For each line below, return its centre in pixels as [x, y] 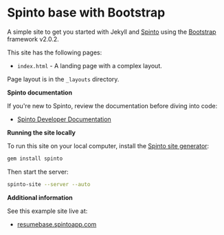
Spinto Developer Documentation [64, 119]
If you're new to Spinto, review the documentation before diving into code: [112, 105]
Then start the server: [38, 172]
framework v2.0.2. [33, 39]
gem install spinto [35, 159]
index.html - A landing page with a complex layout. [90, 65]
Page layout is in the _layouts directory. [63, 79]
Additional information [40, 197]
